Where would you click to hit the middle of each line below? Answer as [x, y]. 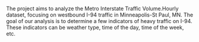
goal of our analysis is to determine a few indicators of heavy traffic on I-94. [99, 21]
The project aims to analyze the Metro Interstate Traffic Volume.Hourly [93, 9]
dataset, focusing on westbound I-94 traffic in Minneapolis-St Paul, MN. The [100, 15]
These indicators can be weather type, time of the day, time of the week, [95, 27]
